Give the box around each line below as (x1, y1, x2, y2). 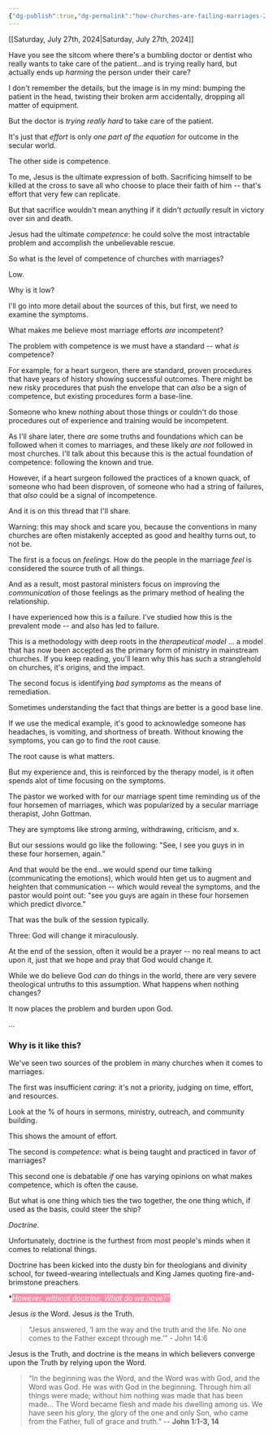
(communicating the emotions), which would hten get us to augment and (8, 873, 252, 882)
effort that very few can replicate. (8, 188, 120, 199)
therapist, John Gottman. (8, 808, 92, 818)
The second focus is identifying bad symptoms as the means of (8, 678, 222, 687)
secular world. (8, 140, 57, 150)
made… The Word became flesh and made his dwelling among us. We (28, 1399, 263, 1409)
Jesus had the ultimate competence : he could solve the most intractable (8, 229, 250, 239)
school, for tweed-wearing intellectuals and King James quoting (8, 1268, 223, 1278)
